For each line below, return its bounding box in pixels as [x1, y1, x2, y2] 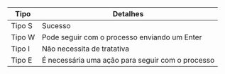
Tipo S [11, 21, 33, 30]
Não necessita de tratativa [41, 44, 130, 54]
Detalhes [112, 9, 144, 18]
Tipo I [11, 44, 31, 54]
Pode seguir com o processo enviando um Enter [41, 32, 202, 42]
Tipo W [11, 32, 35, 42]
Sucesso [41, 21, 71, 30]
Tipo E [11, 56, 33, 65]
